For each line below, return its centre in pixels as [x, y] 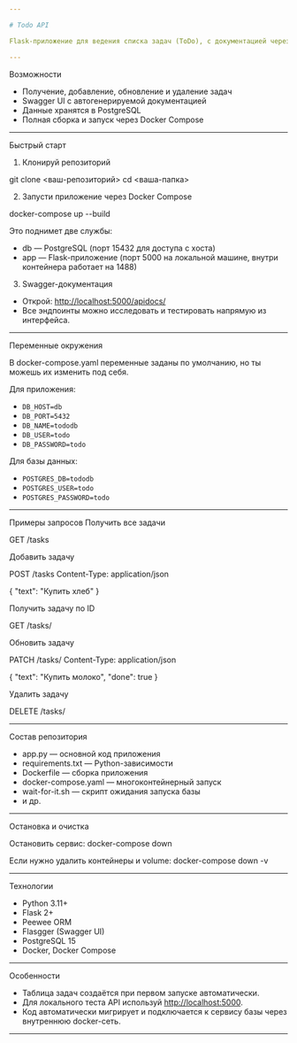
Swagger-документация [67, 283]
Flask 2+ [38, 912]
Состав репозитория [48, 737]
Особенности [34, 976]
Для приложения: [42, 389]
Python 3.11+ [45, 903]
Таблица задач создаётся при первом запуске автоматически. [141, 993]
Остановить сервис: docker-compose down [91, 843]
